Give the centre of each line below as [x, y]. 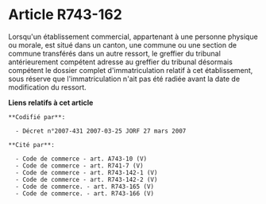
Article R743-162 [66, 15]
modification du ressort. [48, 87]
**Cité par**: [32, 144]
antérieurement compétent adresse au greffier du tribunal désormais [120, 62]
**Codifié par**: [37, 117]
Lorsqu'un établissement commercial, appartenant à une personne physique [133, 37]
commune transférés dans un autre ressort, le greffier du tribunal [114, 53]
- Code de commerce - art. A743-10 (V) [81, 159]
